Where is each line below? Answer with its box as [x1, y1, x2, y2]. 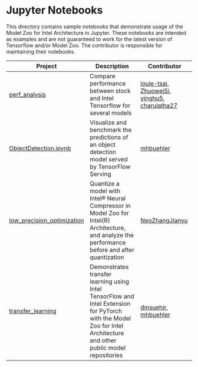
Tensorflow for [90, 101, 131, 110]
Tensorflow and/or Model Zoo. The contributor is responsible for [6, 42, 163, 49]
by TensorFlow [90, 163, 131, 171]
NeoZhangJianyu [140, 216, 188, 224]
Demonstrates [90, 263, 129, 271]
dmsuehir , [140, 303, 169, 311]
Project [36, 62, 57, 70]
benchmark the [90, 125, 132, 134]
